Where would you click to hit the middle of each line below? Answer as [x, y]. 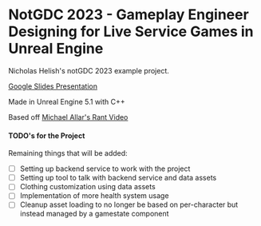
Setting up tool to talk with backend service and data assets [118, 178]
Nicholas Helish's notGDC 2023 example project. [89, 70]
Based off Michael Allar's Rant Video [68, 117]
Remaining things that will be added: [68, 153]
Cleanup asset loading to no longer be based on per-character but [129, 204]
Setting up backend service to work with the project [105, 169]
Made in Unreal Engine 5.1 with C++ [67, 101]
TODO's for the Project [47, 135]
